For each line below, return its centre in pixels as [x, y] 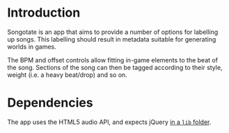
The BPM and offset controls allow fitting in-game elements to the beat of [112, 60]
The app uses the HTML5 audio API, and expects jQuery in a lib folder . [109, 122]
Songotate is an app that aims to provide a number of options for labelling [113, 32]
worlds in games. [32, 46]
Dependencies [50, 103]
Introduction [44, 13]
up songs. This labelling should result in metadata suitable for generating [112, 39]
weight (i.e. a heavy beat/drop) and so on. [67, 75]
